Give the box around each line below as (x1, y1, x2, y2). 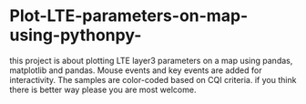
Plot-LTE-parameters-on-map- (9, 5, 249, 26)
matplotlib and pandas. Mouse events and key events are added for (9, 65, 262, 76)
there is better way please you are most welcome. (9, 84, 197, 95)
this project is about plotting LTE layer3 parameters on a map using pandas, (9, 55, 293, 66)
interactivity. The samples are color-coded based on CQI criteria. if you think (9, 74, 297, 85)
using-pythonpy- (9, 25, 142, 46)
